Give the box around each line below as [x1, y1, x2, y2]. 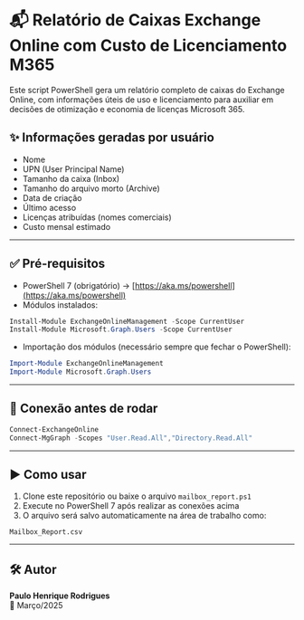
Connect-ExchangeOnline [9, 424, 100, 434]
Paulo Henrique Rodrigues [9, 590, 110, 601]
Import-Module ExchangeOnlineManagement [9, 359, 165, 368]
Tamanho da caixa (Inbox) [22, 173, 120, 184]
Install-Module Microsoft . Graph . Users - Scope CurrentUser [9, 325, 233, 334]
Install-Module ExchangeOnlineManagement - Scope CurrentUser [9, 317, 245, 326]
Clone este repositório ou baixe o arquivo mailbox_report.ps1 [22, 491, 252, 501]
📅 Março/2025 [9, 600, 63, 611]
